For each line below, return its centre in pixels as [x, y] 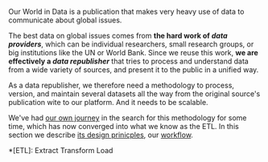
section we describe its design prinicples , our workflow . [101, 135]
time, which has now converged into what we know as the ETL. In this [124, 126]
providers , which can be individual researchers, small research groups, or [131, 44]
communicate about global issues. [65, 20]
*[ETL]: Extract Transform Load [61, 150]
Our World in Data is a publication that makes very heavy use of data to [126, 12]
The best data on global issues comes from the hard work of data [118, 36]
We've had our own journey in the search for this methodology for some [128, 118]
